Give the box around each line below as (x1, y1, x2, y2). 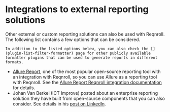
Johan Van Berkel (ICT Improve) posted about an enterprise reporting (12, 90, 158, 96)
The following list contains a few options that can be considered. (5, 36, 141, 43)
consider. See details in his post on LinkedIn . (12, 100, 106, 107)
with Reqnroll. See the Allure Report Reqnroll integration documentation (12, 79, 162, 85)
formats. (5, 59, 24, 64)
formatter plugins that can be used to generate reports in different (5, 55, 158, 60)
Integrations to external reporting (5, 4, 149, 15)
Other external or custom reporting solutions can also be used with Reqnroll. (5, 31, 165, 37)
